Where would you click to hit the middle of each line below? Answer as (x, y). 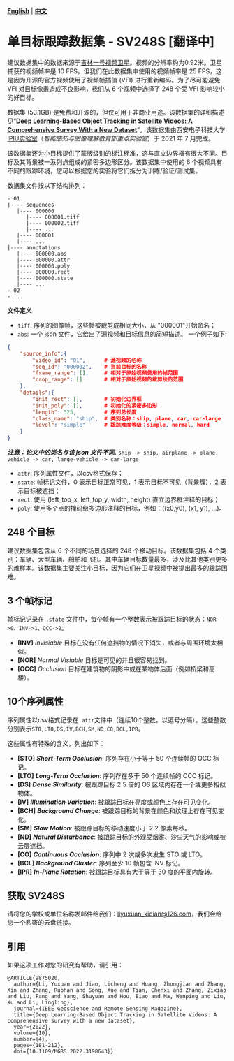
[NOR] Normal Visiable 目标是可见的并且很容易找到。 (94, 660)
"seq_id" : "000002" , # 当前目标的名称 (90, 367)
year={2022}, (32, 1027)
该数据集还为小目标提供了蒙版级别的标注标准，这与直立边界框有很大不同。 (114, 153)
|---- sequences (31, 205)
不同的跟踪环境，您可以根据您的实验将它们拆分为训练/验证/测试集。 (104, 170)
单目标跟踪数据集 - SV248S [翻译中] (111, 42)
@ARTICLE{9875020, (34, 978)
